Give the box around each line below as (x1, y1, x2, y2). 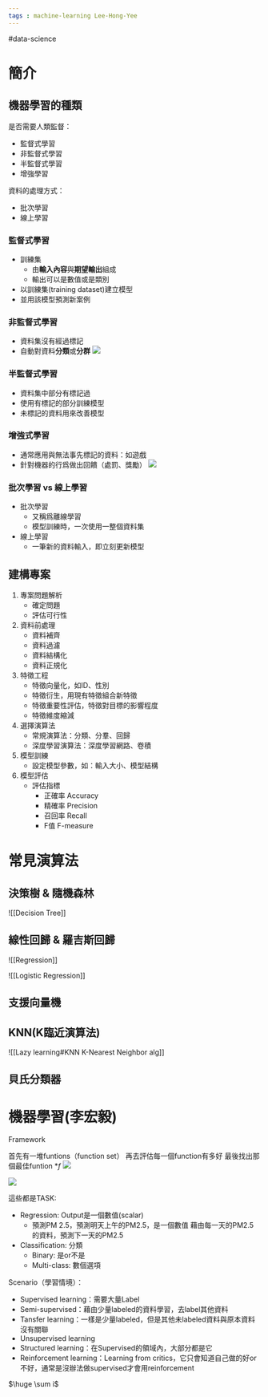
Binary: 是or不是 (31, 1250, 86, 1260)
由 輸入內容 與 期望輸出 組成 (31, 264, 117, 273)
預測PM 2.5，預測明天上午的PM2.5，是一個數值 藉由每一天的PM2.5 (31, 1221, 254, 1230)
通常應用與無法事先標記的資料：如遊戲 (19, 450, 146, 460)
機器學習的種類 (8, 99, 82, 112)
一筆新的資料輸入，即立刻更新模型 (31, 542, 145, 552)
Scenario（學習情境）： (8, 1278, 84, 1287)
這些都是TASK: (8, 1193, 57, 1203)
